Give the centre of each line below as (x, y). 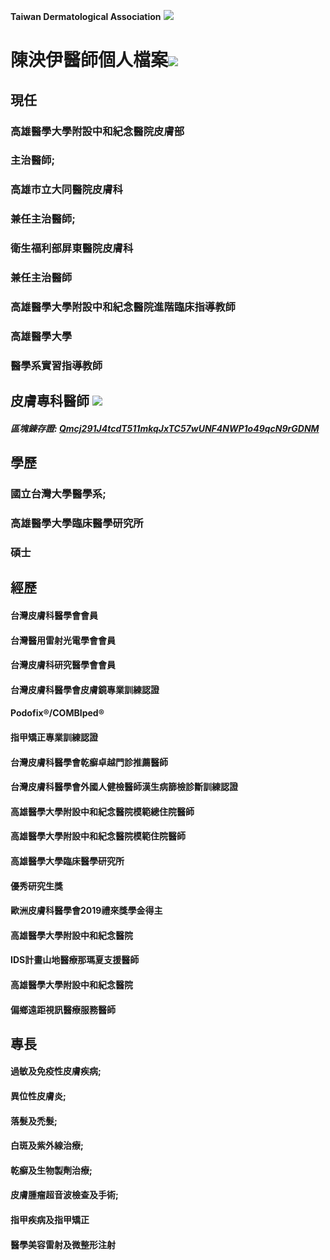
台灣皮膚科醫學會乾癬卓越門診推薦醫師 (89, 762)
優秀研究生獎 (36, 886)
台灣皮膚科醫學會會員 (54, 615)
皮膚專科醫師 (50, 401)
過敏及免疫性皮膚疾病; (56, 1071)
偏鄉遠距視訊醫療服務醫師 (63, 1009)
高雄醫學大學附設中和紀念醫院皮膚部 (97, 131)
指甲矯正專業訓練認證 (54, 737)
